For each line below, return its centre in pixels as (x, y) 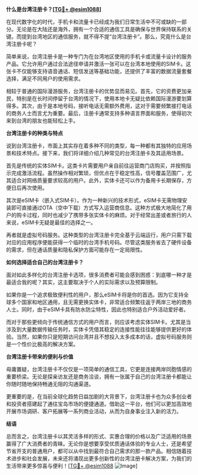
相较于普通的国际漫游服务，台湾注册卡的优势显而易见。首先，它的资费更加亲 (99, 91)
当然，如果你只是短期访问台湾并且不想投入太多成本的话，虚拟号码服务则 (104, 337)
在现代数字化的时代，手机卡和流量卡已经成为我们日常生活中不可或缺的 (91, 22)
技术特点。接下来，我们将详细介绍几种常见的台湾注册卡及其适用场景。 (101, 153)
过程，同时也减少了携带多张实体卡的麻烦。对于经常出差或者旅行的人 (109, 215)
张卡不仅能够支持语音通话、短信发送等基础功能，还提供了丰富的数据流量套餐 (99, 71)
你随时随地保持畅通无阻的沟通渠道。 (50, 384)
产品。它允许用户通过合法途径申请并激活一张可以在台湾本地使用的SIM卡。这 (99, 64)
